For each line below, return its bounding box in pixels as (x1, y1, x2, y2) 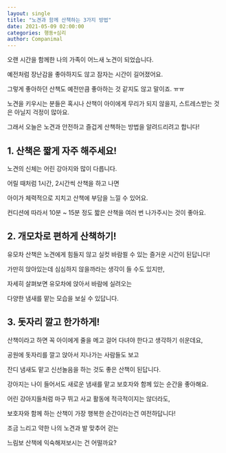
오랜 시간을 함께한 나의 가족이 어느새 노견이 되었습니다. (7, 56, 154, 64)
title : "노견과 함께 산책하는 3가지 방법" (7, 17, 112, 23)
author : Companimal (7, 36, 63, 43)
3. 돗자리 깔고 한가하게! (7, 316, 100, 328)
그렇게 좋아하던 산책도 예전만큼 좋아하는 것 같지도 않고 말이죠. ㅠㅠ (7, 85, 185, 93)
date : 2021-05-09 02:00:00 (7, 23, 84, 30)
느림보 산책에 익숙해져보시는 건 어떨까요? (7, 439, 117, 447)
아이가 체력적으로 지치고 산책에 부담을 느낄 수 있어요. (7, 194, 148, 202)
